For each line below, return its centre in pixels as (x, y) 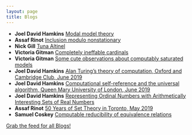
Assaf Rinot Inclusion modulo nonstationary (68, 40)
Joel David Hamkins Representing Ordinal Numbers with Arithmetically (100, 96)
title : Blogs (22, 17)
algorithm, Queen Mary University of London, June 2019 (82, 89)
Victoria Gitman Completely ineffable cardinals (71, 52)
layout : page (22, 11)
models (23, 64)
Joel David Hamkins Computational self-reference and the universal (97, 83)
